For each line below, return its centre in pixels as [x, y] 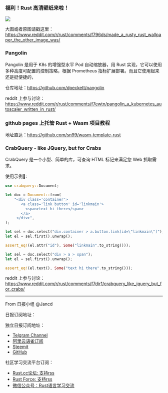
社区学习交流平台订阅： [29, 363]
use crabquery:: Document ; [32, 186]
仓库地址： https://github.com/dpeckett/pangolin [55, 87]
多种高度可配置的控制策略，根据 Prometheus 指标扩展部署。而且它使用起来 [82, 70]
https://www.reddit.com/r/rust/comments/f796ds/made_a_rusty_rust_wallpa [83, 35]
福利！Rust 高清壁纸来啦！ [37, 7]
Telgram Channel [30, 335]
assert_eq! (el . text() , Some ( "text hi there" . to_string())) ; [69, 268]
